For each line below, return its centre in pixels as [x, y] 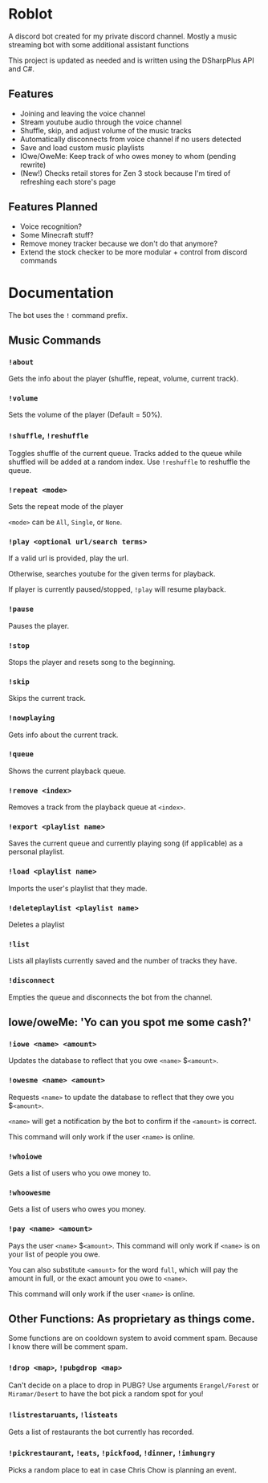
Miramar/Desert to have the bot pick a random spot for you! [106, 1393]
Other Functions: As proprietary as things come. [132, 1319]
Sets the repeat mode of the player [66, 507]
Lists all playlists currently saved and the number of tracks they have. [123, 961]
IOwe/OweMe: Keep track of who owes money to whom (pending [128, 156]
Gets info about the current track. [63, 735]
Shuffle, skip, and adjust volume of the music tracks [106, 130]
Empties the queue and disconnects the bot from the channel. [110, 997]
